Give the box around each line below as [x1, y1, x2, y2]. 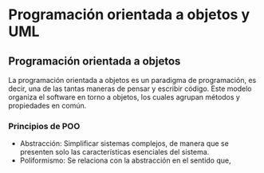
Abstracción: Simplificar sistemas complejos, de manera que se [19, 139, 229, 148]
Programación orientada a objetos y [8, 6, 250, 24]
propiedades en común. [8, 101, 87, 110]
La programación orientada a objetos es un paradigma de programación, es [8, 76, 257, 85]
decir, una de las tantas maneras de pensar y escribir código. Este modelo [8, 84, 253, 93]
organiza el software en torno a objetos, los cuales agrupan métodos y [8, 92, 241, 101]
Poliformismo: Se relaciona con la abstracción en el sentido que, [19, 155, 231, 165]
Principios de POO [8, 120, 81, 132]
